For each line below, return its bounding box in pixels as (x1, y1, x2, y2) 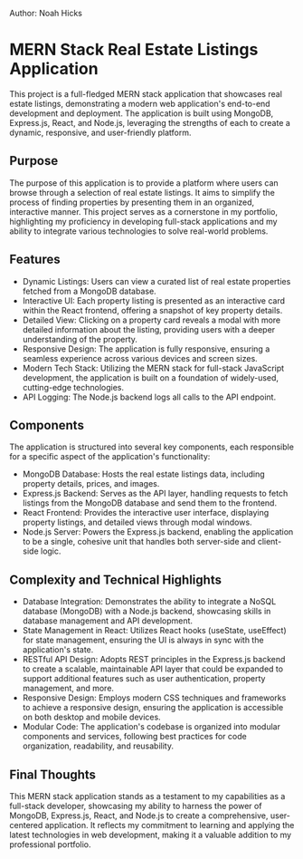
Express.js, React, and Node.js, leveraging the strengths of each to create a (9, 117, 291, 128)
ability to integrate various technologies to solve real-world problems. (9, 226, 269, 236)
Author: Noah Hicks (9, 8, 83, 18)
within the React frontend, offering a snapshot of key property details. (22, 304, 283, 315)
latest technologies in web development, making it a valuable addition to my (9, 829, 292, 840)
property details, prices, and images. (22, 478, 160, 489)
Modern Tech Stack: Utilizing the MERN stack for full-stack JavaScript (22, 362, 285, 373)
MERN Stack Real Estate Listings (9, 40, 259, 60)
